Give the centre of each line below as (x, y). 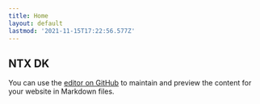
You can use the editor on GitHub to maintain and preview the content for (130, 83)
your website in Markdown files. (61, 92)
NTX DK (29, 63)
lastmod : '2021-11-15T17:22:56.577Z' (72, 31)
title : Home (28, 16)
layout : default (36, 23)
